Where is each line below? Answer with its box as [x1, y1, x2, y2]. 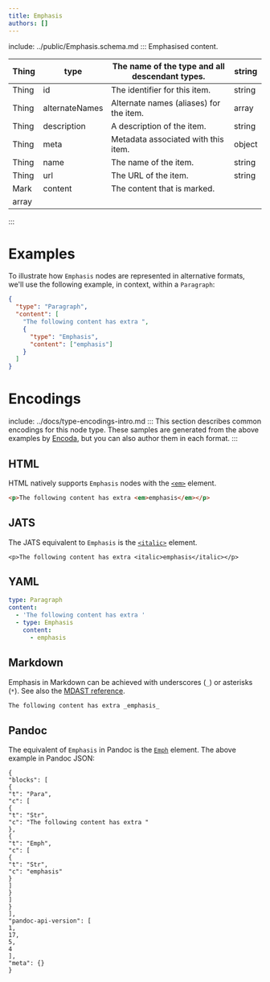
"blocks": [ [8, 776, 48, 785]
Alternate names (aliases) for [111, 97, 221, 109]
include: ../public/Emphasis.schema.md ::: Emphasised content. [8, 41, 219, 51]
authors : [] [8, 19, 48, 27]
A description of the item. [111, 120, 207, 131]
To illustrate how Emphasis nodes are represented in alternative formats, [8, 271, 245, 281]
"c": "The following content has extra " [8, 819, 149, 827]
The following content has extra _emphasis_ [8, 701, 160, 709]
